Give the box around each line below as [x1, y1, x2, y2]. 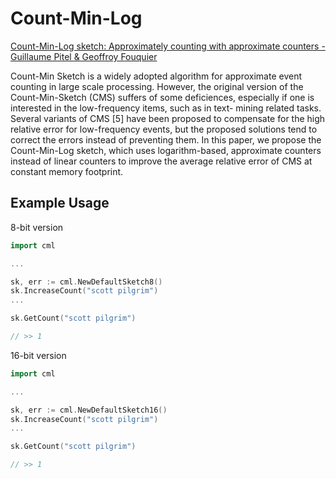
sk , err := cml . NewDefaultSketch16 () [10, 405, 168, 415]
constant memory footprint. [10, 165, 124, 177]
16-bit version [10, 349, 67, 361]
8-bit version [10, 221, 64, 233]
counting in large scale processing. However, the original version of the [10, 80, 304, 92]
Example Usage [10, 195, 110, 212]
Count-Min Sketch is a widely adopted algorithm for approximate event [10, 70, 302, 82]
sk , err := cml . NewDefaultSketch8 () [10, 277, 163, 287]
